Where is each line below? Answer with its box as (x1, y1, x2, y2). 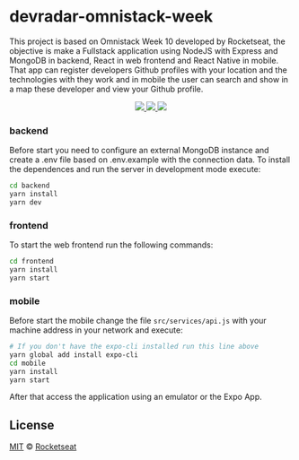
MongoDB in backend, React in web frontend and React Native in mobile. (9, 55, 279, 65)
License (9, 417, 55, 432)
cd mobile (9, 359, 47, 368)
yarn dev (9, 197, 42, 207)
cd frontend (9, 257, 54, 266)
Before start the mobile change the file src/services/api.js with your (9, 316, 267, 326)
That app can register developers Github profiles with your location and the (9, 65, 287, 75)
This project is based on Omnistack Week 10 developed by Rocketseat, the (9, 36, 286, 47)
